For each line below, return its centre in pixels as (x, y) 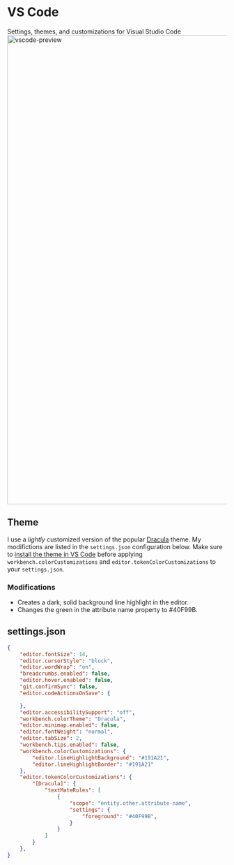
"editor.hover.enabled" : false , (67, 681)
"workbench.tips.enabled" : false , (70, 745)
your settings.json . (36, 569)
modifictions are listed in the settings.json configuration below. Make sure (115, 546)
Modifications (31, 587)
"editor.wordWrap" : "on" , (57, 667)
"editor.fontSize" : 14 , (54, 654)
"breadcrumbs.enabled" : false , (65, 674)
